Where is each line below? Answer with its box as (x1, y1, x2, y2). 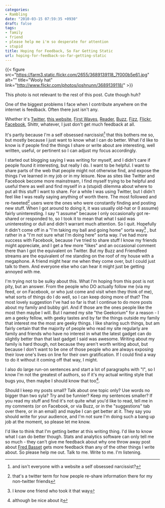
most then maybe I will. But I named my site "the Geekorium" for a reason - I (5, 310, 159, 316)
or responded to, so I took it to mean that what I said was (20, 216, 136, 221)
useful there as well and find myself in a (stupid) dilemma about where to (5, 183, 153, 189)
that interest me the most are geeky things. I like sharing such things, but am (5, 320, 160, 326)
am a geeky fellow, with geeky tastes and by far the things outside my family (5, 315, 160, 321)
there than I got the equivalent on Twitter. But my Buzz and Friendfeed (5, 248, 147, 254)
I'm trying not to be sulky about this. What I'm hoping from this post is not (5, 278, 154, 284)
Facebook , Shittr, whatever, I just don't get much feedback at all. (5, 121, 136, 127)
